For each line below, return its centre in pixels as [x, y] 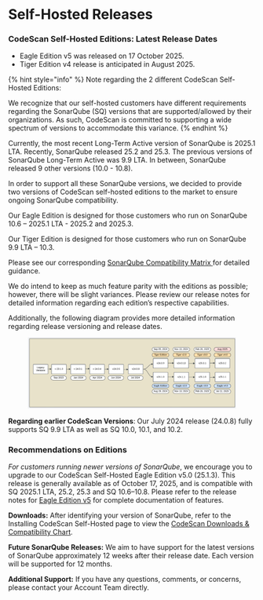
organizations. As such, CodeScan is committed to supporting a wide [120, 120]
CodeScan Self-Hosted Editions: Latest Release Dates [113, 39]
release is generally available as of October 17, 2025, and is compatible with [131, 484]
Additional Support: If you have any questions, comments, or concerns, [125, 580]
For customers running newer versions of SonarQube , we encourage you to [130, 467]
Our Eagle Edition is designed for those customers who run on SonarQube [128, 216]
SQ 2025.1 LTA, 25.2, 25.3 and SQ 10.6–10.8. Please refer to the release [122, 492]
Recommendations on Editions [68, 449]
